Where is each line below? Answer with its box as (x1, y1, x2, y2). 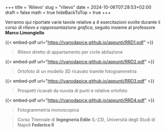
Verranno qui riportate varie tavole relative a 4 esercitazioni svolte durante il (5, 19, 161, 25)
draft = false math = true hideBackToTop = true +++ (5, 9, 111, 15)
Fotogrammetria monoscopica (17, 107, 80, 113)
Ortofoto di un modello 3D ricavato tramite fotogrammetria (17, 68, 137, 74)
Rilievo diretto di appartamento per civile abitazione (17, 49, 123, 55)
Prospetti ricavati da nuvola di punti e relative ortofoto (17, 88, 128, 94)
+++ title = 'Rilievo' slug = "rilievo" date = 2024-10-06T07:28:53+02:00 (5, 4, 152, 10)
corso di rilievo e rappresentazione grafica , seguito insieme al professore (5, 24, 156, 30)
